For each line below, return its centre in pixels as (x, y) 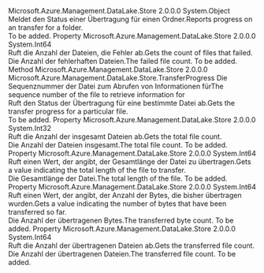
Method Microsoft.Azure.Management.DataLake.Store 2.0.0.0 (108, 69)
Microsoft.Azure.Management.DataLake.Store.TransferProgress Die (118, 78)
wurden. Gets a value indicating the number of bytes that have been (117, 204)
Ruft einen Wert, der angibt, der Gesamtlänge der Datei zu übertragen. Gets (130, 162)
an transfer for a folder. (46, 28)
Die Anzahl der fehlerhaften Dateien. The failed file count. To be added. (123, 61)
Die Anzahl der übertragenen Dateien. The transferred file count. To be (122, 254)
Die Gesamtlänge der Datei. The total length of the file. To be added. (118, 178)
